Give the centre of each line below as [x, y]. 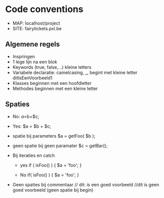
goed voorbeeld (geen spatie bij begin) [53, 190]
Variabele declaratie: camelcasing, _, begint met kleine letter [75, 72]
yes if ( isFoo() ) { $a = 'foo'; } [51, 165]
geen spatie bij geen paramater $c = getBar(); [60, 145]
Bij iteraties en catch [34, 155]
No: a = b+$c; [26, 116]
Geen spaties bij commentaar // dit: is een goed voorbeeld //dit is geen [86, 184]
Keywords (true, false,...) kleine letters [52, 67]
